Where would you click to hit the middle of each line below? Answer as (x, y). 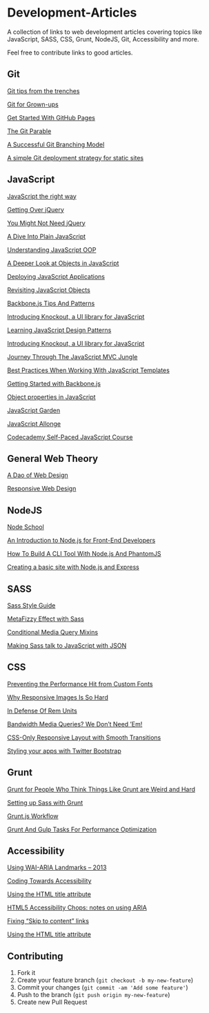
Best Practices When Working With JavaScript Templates (89, 370)
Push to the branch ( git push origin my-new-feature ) (93, 995)
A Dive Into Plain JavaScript (47, 236)
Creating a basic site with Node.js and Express (73, 567)
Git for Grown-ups (33, 104)
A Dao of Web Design (38, 475)
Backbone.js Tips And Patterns (51, 303)
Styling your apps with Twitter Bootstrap (64, 751)
